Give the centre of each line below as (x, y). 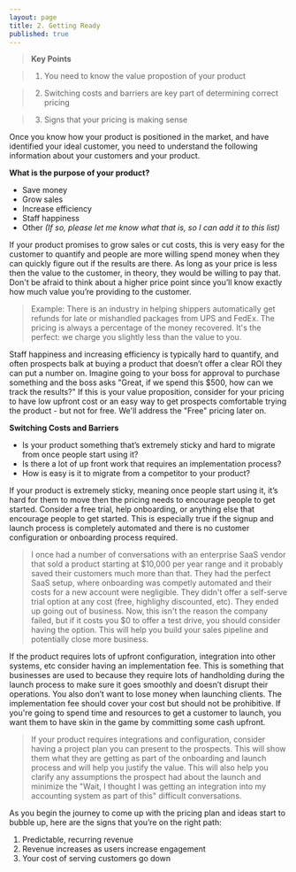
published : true (39, 34)
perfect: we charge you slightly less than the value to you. (136, 337)
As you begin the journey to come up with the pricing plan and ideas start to (147, 813)
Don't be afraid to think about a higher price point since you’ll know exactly (146, 282)
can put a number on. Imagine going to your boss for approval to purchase (144, 374)
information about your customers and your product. (105, 156)
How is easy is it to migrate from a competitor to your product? (136, 474)
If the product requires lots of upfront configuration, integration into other (143, 657)
